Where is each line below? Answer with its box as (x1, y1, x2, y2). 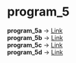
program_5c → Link (7, 41, 63, 49)
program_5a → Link (7, 26, 63, 35)
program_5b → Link (7, 33, 64, 41)
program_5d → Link (7, 48, 64, 56)
